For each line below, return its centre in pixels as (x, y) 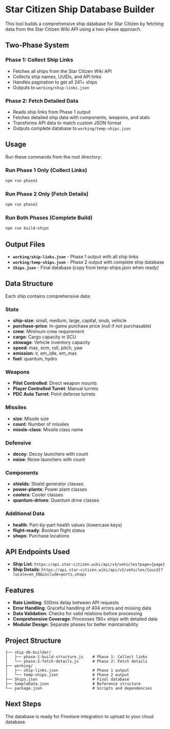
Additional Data (25, 513)
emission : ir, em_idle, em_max (45, 353)
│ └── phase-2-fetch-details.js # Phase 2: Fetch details (76, 661)
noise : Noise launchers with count (49, 459)
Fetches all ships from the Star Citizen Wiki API (62, 71)
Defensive (18, 443)
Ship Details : (26, 570)
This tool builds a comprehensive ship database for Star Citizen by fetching (84, 24)
